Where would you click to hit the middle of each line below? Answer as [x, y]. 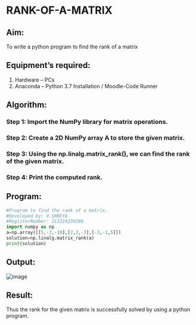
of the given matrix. [35, 161]
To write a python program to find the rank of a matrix [72, 47]
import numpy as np [30, 227]
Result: [20, 295]
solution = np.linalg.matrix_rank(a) [50, 238]
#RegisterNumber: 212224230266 [45, 221]
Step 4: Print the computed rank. [55, 177]
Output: [21, 262]
